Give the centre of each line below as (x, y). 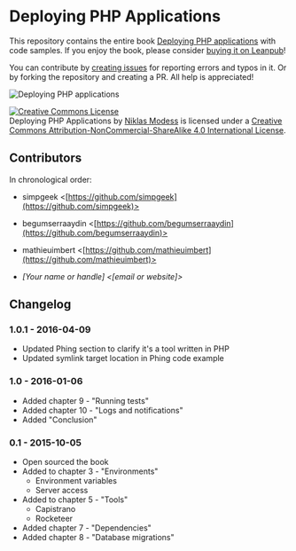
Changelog (40, 305)
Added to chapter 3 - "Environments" (90, 471)
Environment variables (76, 481)
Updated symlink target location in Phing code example (123, 358)
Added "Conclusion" (59, 420)
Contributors (46, 158)
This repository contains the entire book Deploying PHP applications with (143, 41)
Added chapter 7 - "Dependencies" (87, 528)
